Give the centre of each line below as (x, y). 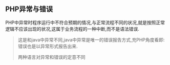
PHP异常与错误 (29, 9)
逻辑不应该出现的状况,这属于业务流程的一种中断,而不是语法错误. (72, 29)
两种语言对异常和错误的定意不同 (51, 57)
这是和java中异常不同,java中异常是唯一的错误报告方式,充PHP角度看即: (91, 39)
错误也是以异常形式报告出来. (48, 46)
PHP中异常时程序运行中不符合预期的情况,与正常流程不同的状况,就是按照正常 (85, 23)
